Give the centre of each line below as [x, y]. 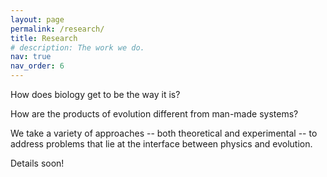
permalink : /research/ [57, 29]
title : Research [44, 38]
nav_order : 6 [37, 66]
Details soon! [37, 163]
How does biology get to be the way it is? [95, 94]
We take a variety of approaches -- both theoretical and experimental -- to [164, 133]
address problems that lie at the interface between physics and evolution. [161, 144]
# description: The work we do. [77, 47]
